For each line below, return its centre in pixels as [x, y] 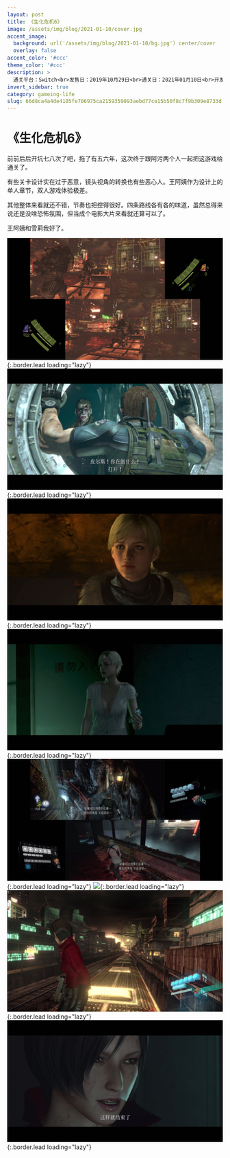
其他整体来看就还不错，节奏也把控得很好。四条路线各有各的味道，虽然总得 [112, 205]
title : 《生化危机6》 [35, 22]
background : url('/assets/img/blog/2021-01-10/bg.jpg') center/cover [114, 44]
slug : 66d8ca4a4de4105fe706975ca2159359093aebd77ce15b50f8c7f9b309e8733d [115, 102]
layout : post [26, 14]
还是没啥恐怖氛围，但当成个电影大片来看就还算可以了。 [91, 213]
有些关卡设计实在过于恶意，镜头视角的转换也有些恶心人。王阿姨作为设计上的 [115, 182]
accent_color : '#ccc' [38, 58]
